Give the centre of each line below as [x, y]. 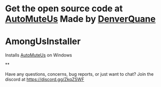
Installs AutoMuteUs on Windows [39, 55]
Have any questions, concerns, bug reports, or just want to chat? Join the [79, 74]
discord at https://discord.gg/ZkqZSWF [45, 80]
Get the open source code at [64, 9]
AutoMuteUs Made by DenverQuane [80, 19]
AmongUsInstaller [43, 42]
